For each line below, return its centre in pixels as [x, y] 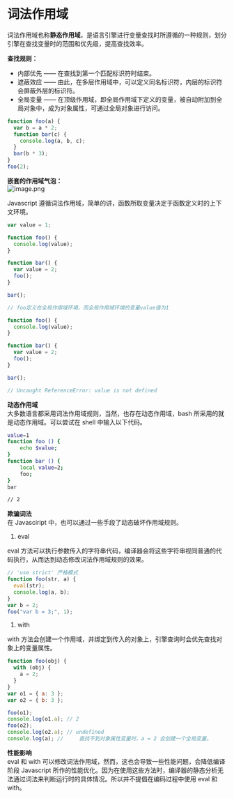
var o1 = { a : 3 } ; [36, 693]
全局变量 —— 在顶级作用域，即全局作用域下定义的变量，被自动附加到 [117, 99]
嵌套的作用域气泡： [35, 181]
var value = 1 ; [29, 225]
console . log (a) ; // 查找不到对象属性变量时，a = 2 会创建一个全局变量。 [110, 739]
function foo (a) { [34, 121]
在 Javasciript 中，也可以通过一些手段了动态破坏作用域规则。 [95, 523]
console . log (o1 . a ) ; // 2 [43, 719]
